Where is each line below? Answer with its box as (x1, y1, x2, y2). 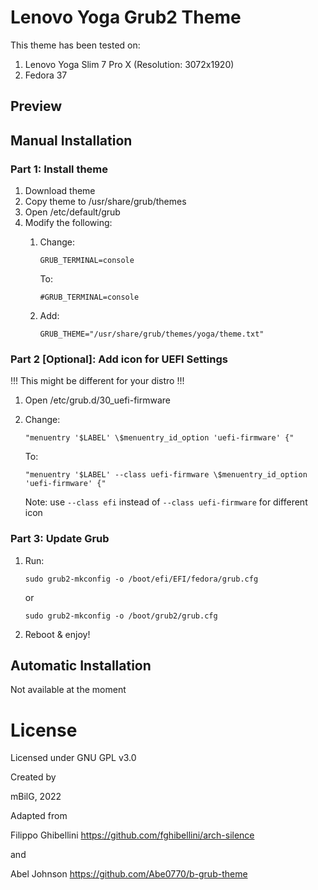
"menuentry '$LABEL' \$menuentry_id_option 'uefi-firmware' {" (24, 433, 295, 443)
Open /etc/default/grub (24, 206, 121, 218)
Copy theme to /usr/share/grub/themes (24, 196, 187, 208)
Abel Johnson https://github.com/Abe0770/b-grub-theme (10, 868, 248, 880)
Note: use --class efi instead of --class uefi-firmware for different (24, 496, 308, 508)
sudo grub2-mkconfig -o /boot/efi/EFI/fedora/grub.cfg (24, 574, 259, 584)
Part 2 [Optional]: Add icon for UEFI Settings (10, 352, 228, 366)
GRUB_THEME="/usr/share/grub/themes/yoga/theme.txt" (39, 329, 265, 340)
